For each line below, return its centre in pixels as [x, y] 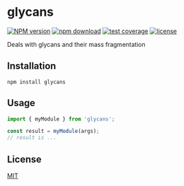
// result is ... [32, 138]
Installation [32, 66]
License [24, 159]
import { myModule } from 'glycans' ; [61, 119]
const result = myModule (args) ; [53, 132]
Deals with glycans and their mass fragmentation [76, 44]
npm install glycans [37, 82]
